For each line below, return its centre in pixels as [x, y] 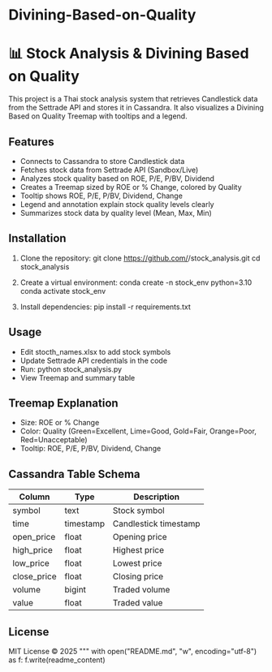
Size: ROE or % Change [60, 423]
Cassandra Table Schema [74, 474]
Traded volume [141, 590]
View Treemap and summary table [78, 377]
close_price [35, 576]
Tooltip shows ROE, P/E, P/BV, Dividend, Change [101, 196]
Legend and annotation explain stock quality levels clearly [117, 204]
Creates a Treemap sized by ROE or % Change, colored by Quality [131, 187]
